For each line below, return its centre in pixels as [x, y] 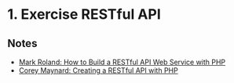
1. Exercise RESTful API [84, 14]
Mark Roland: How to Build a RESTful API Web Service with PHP [122, 62]
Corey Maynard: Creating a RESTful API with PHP [98, 70]
